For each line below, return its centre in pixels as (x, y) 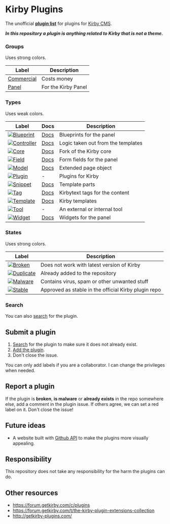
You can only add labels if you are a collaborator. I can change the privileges (85, 365)
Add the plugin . (29, 349)
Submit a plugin (30, 332)
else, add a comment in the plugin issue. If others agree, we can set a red (82, 404)
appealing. (24, 443)
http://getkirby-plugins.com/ (42, 516)
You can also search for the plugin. (42, 316)
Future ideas (25, 425)
